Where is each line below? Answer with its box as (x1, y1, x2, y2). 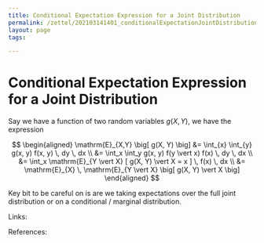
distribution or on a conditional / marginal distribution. (8, 197, 182, 206)
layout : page (8, 26, 51, 34)
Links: (8, 212, 27, 222)
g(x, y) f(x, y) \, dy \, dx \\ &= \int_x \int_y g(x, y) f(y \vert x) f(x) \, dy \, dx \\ (11, 148, 253, 158)
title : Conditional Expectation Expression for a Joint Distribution (8, 11, 241, 20)
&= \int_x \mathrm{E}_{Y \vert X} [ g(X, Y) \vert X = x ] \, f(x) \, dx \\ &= (18, 157, 246, 166)
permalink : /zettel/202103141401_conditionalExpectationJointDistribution (8, 19, 258, 27)
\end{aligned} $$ (104, 173, 160, 183)
